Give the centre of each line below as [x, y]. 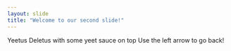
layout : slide [28, 14]
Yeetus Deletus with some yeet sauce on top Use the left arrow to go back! [116, 40]
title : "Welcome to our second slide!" [66, 20]
